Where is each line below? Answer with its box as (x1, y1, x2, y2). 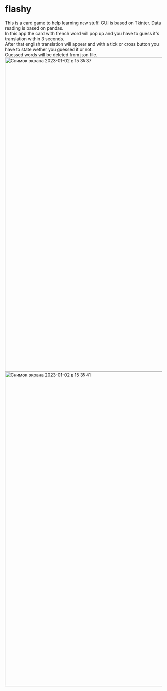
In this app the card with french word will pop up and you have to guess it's (5, 30, 160, 36)
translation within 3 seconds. (5, 36, 65, 42)
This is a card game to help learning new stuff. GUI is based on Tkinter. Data (5, 20, 161, 26)
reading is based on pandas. (5, 25, 64, 31)
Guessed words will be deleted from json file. (5, 51, 98, 58)
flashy (5, 3, 32, 15)
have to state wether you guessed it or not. (5, 46, 93, 52)
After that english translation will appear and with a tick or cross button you (5, 41, 159, 47)
